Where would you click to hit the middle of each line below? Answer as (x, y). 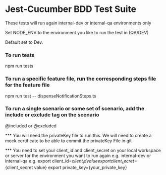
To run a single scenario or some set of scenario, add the (75, 109)
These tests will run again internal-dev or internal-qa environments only (78, 23)
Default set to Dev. (24, 42)
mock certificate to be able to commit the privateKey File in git (69, 141)
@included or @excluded (31, 126)
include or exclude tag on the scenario (52, 115)
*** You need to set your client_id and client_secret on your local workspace (83, 150)
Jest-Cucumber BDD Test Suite (71, 9)
